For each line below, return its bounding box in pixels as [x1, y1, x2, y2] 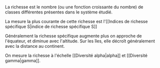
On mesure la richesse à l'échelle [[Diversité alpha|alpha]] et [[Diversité [5, 53, 148, 58]
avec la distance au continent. [5, 43, 65, 49]
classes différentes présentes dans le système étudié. [5, 9, 113, 15]
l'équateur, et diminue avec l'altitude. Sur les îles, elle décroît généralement [5, 38, 155, 44]
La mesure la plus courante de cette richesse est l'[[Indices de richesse [5, 19, 148, 24]
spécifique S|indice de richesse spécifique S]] [5, 24, 97, 29]
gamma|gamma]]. [5, 58, 41, 63]
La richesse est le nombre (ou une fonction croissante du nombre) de [5, 4, 144, 10]
